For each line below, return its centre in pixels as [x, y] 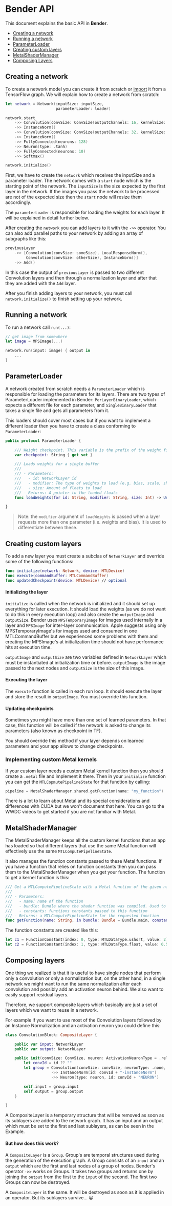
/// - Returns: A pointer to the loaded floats [66, 493]
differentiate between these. [48, 528]
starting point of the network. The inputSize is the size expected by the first [85, 186]
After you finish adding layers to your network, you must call [69, 293]
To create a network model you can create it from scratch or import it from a [86, 89]
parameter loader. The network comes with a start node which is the [78, 181]
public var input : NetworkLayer [49, 1044]
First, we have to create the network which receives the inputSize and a [80, 175]
